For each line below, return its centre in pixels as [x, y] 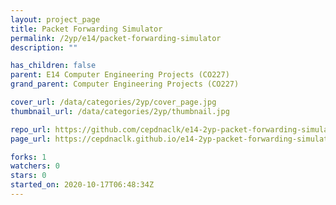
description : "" [44, 47]
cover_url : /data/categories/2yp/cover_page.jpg [113, 102]
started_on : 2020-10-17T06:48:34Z [82, 185]
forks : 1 [28, 157]
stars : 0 [28, 176]
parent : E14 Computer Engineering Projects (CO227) [120, 75]
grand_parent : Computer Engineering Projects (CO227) [125, 84]
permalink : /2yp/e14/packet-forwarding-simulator [116, 38]
